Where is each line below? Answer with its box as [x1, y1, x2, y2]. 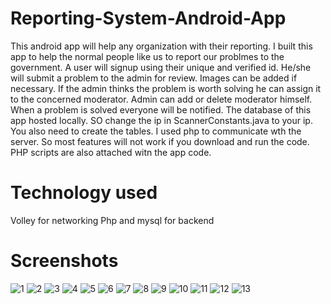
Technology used [10, 182, 158, 204]
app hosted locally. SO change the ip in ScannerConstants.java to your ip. [10, 114, 313, 126]
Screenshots [10, 250, 119, 272]
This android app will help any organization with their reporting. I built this [10, 40, 313, 52]
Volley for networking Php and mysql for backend [10, 214, 215, 226]
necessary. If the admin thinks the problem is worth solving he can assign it [10, 82, 322, 94]
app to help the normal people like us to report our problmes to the [10, 50, 285, 62]
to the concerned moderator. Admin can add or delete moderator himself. [10, 93, 313, 105]
